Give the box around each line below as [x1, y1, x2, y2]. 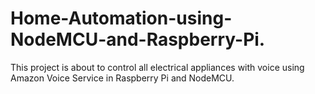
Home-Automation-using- [10, 7, 233, 30]
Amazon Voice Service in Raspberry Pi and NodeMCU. [10, 72, 235, 84]
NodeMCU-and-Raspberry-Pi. [10, 28, 266, 51]
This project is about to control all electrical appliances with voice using [10, 61, 305, 73]
